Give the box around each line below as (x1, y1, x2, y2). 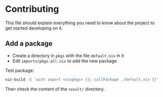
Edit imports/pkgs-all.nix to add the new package (12, 58, 117, 64)
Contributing (5, 3, 59, 15)
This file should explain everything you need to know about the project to (5, 20, 155, 26)
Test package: (5, 67, 34, 73)
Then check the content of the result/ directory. (5, 86, 105, 92)
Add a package (5, 40, 53, 48)
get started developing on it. (5, 25, 63, 31)
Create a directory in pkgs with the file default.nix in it (12, 52, 124, 58)
